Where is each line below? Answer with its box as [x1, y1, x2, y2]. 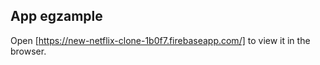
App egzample [10, 8, 103, 25]
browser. [10, 45, 47, 57]
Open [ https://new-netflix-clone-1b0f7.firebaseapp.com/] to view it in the [10, 34, 311, 46]
